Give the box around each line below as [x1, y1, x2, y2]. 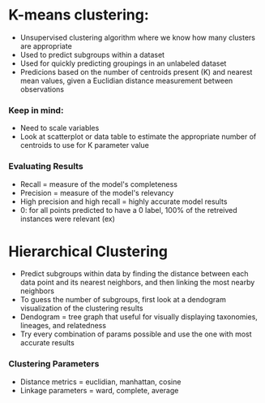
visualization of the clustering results [19, 303, 143, 314]
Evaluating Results [8, 161, 83, 172]
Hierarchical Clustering [8, 242, 169, 261]
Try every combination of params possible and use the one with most [19, 329, 253, 339]
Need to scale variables [19, 123, 100, 133]
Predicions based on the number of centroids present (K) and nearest [19, 67, 253, 76]
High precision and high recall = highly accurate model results [19, 197, 228, 206]
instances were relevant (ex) [19, 214, 116, 223]
